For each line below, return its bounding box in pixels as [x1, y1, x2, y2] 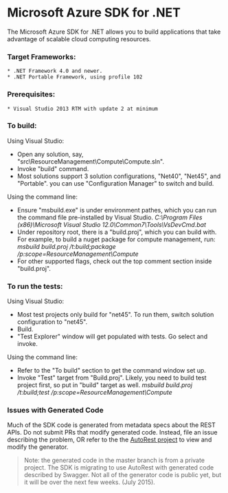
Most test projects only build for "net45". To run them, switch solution [16, 311, 214, 319]
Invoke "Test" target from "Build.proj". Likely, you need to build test [16, 373, 207, 382]
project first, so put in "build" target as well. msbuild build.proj [16, 381, 193, 389]
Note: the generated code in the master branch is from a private [23, 456, 205, 465]
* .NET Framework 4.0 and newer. [7, 67, 103, 75]
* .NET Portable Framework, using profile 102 [7, 74, 143, 80]
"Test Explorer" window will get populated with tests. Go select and [16, 332, 208, 341]
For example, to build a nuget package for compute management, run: [16, 235, 216, 243]
